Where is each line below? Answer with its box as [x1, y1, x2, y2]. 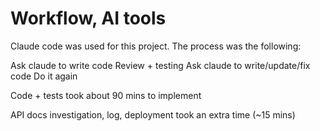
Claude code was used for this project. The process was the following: [10, 40, 302, 52]
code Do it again [10, 70, 78, 82]
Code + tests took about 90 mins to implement [10, 89, 202, 101]
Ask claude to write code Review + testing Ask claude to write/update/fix [10, 59, 311, 71]
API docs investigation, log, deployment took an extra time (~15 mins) [10, 108, 296, 121]
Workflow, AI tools [10, 7, 167, 30]
